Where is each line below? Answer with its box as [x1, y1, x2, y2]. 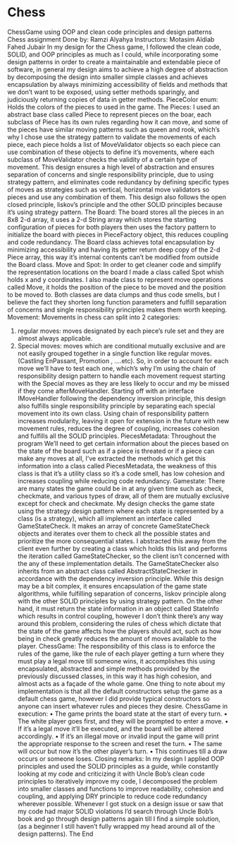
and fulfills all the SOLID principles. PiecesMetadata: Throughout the [17, 432, 216, 440]
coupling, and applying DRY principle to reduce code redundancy [17, 792, 208, 800]
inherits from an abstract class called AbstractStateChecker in [17, 567, 198, 575]
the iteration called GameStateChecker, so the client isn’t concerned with [17, 552, 230, 560]
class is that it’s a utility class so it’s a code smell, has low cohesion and [17, 469, 225, 478]
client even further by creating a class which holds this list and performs [17, 544, 228, 552]
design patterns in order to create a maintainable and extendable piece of [7, 57, 221, 66]
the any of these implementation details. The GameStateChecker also [17, 559, 220, 567]
